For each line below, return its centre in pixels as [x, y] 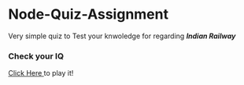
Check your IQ [36, 56]
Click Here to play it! [41, 73]
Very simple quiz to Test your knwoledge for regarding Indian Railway [122, 36]
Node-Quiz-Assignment [89, 14]
